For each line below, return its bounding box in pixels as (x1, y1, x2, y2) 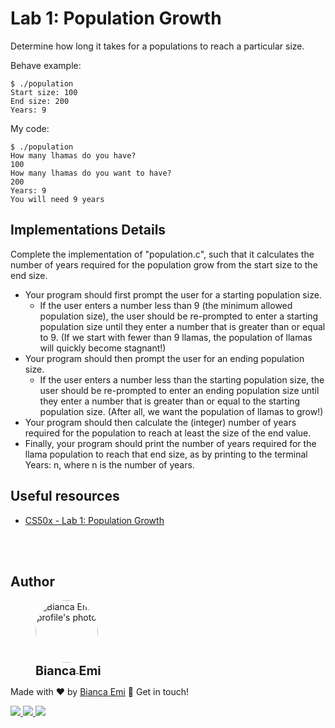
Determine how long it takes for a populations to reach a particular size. (10, 40, 305, 52)
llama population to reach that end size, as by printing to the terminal (24, 448, 308, 460)
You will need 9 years (10, 194, 105, 204)
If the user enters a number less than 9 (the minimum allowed (39, 299, 293, 311)
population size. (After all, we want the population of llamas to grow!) (39, 405, 324, 417)
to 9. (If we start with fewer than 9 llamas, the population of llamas (39, 331, 313, 343)
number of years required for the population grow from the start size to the (10, 258, 318, 271)
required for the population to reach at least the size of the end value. (24, 427, 312, 439)
